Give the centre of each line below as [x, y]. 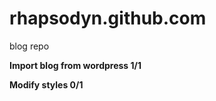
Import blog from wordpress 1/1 [75, 65]
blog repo [29, 46]
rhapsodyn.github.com [108, 18]
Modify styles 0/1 [46, 84]
